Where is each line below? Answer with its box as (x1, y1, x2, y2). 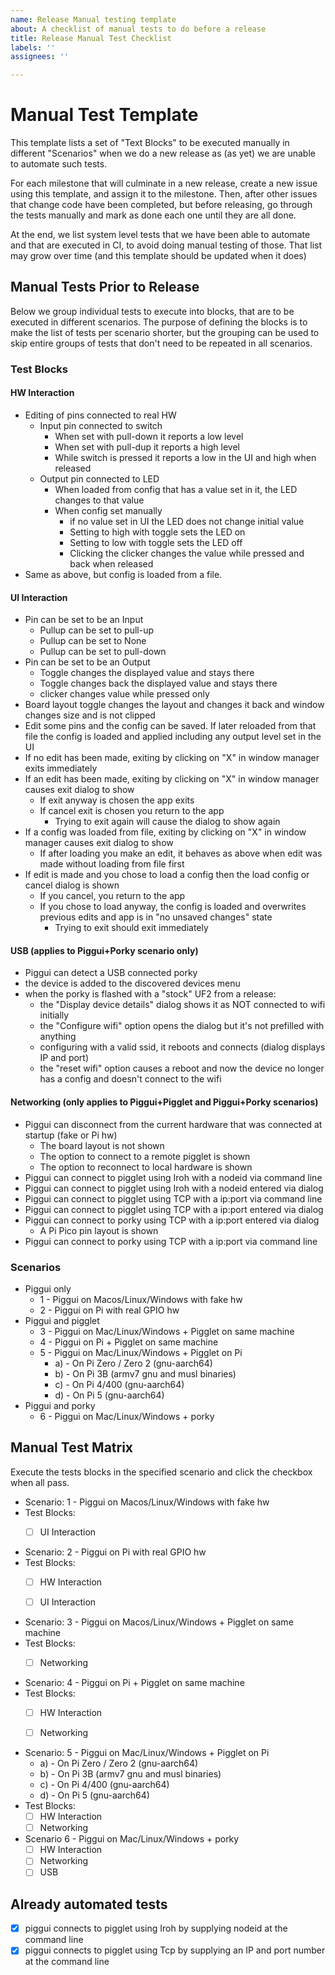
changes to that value (54, 494, 145, 506)
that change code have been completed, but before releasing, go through (10, 199, 313, 211)
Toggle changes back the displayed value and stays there (39, 677, 278, 690)
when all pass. (10, 1476, 70, 1488)
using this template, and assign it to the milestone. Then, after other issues (10, 188, 318, 200)
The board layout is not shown (39, 1139, 165, 1151)
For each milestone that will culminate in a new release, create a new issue (10, 177, 318, 190)
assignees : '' (10, 52, 70, 62)
